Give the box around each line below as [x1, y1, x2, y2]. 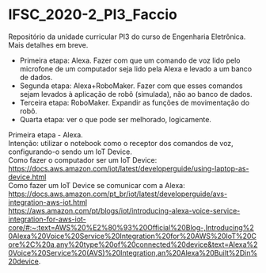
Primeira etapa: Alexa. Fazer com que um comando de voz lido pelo [19, 56, 241, 65]
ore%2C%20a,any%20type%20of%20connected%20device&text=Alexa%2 [8, 240, 258, 249]
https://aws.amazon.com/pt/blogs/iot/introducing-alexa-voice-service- [8, 206, 241, 215]
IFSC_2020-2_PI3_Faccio [8, 6, 178, 24]
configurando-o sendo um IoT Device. [8, 147, 132, 156]
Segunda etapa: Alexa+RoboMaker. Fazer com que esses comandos [19, 81, 243, 90]
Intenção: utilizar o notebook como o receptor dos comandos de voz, [8, 138, 234, 148]
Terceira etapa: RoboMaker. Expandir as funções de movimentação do [19, 98, 250, 107]
